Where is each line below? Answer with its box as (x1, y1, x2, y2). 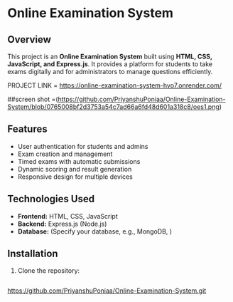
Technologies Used (7, 193, 94, 205)
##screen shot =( (7, 95, 58, 103)
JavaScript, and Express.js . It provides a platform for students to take (7, 60, 213, 68)
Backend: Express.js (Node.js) (17, 219, 107, 228)
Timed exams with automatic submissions (17, 157, 141, 165)
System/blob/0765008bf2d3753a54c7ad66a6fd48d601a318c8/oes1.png (7, 103, 220, 111)
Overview (7, 33, 52, 46)
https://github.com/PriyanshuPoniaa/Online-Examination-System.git (7, 286, 207, 295)
